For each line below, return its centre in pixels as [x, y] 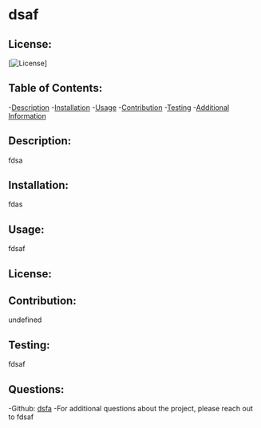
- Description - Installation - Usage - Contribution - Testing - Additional [119, 107]
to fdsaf [21, 417]
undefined [25, 320]
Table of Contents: [55, 88]
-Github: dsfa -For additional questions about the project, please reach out [131, 409]
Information [27, 116]
